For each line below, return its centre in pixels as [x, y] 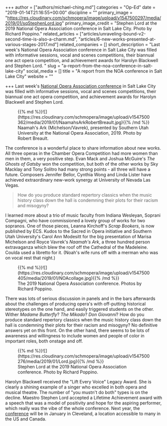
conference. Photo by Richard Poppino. [58, 372]
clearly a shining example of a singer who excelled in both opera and [76, 387]
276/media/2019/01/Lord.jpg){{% [52, 361]
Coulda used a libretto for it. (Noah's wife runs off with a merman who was [82, 253]
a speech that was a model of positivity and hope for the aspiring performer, [83, 403]
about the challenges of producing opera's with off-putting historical [76, 304]
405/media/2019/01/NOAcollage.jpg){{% [59, 278]
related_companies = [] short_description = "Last [110, 44]
